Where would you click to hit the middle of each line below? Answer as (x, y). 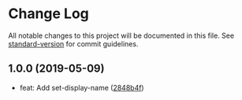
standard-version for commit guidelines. (73, 43)
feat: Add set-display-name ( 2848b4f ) (82, 87)
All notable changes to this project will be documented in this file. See (121, 35)
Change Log (48, 14)
